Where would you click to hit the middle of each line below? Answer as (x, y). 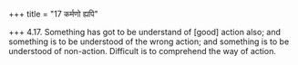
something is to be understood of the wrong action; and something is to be (149, 42)
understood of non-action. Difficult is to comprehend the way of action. (143, 51)
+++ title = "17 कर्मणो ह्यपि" (53, 14)
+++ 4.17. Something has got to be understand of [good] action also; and (145, 32)
